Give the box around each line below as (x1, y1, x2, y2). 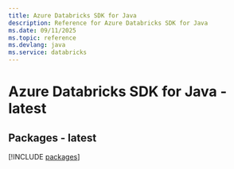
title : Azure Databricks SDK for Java (8, 11, 137, 20)
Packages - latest (8, 131, 97, 144)
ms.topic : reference (8, 33, 77, 42)
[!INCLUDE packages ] (8, 152, 80, 161)
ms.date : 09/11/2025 (8, 26, 77, 34)
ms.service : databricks (8, 48, 88, 56)
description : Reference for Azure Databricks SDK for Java (8, 19, 209, 27)
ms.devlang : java (8, 41, 66, 49)
